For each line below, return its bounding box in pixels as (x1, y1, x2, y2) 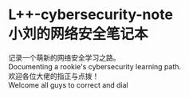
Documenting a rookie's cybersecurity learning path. (8, 61, 182, 71)
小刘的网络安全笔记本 (8, 25, 149, 43)
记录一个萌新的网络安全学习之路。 (8, 53, 120, 62)
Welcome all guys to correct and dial (8, 80, 129, 89)
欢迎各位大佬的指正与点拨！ (8, 71, 100, 80)
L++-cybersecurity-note (8, 6, 174, 24)
